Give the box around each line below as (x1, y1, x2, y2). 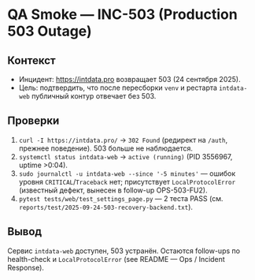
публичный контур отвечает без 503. (31, 91, 157, 100)
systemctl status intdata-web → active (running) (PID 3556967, (18, 151, 233, 161)
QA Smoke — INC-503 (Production (7, 6, 238, 24)
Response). (7, 263, 45, 272)
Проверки (7, 114, 60, 128)
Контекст (7, 54, 56, 67)
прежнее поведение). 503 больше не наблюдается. (18, 144, 194, 153)
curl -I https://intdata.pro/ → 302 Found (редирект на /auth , (18, 135, 228, 144)
